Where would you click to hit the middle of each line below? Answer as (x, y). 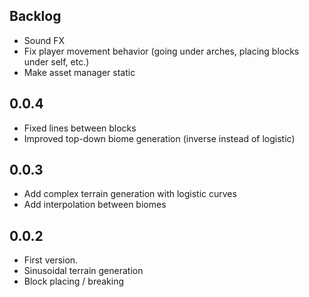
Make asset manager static (79, 72)
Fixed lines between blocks (80, 128)
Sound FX (44, 40)
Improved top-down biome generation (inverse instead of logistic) (159, 138)
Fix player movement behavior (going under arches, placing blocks (161, 51)
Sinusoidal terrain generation (83, 271)
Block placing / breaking (74, 281)
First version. (51, 260)
